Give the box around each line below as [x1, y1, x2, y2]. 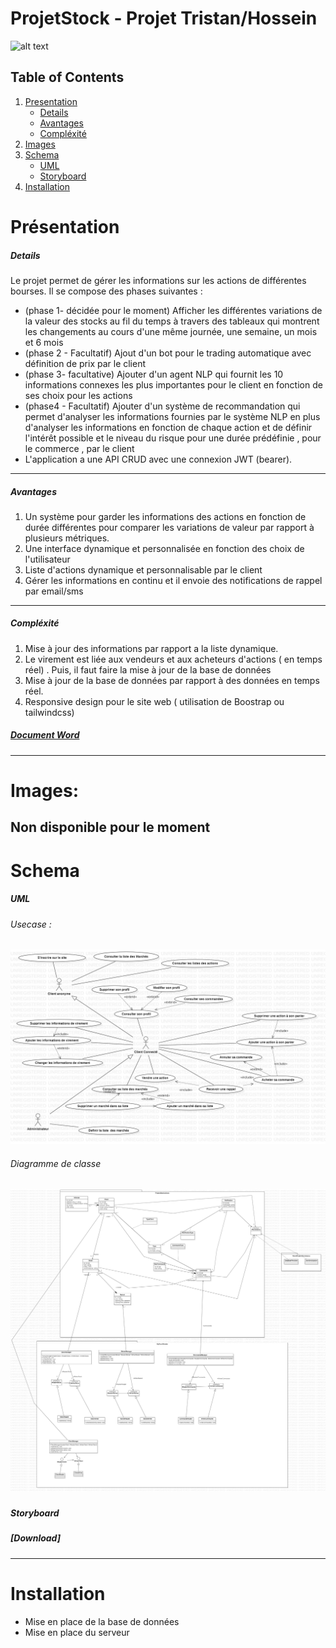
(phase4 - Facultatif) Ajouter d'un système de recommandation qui [24, 400, 301, 412]
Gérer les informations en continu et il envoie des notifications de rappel [24, 574, 323, 586]
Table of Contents [10, 69, 125, 86]
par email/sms [24, 585, 84, 597]
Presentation [24, 95, 78, 107]
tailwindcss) [24, 706, 75, 718]
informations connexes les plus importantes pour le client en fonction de [24, 378, 323, 391]
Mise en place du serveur [24, 1626, 130, 1638]
